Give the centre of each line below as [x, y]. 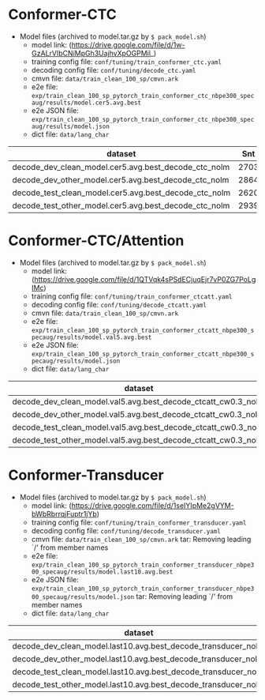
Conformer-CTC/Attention [96, 241]
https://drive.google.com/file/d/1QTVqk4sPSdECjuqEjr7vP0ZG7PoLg [145, 279]
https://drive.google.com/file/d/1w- [128, 44]
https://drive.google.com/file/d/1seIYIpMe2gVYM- [153, 505]
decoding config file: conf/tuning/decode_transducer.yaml [126, 530]
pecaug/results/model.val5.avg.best [91, 337]
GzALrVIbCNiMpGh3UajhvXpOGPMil [91, 53]
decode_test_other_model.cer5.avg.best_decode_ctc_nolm [121, 205]
